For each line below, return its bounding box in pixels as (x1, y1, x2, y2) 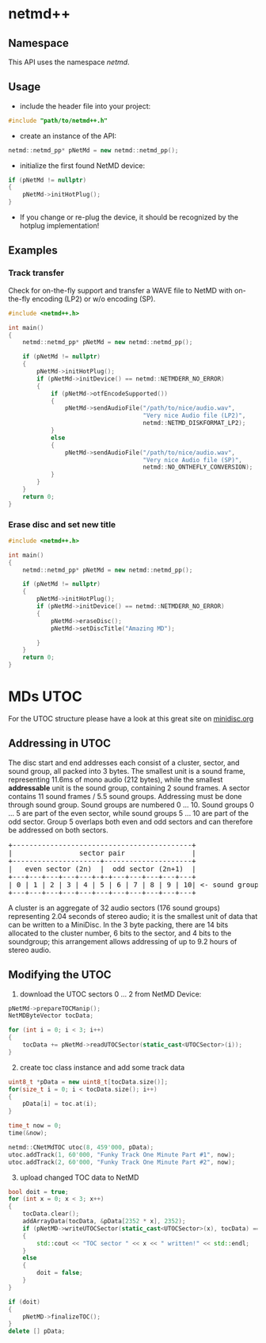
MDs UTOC (8, 687, 83, 706)
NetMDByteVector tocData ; (8, 1012, 93, 1020)
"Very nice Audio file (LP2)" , (142, 411, 246, 420)
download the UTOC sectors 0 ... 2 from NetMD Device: (19, 989, 202, 999)
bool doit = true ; (8, 1188, 69, 1196)
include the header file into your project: (19, 101, 151, 111)
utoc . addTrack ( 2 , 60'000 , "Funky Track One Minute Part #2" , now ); (8, 1158, 236, 1166)
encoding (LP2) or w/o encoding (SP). (31, 294, 156, 304)
